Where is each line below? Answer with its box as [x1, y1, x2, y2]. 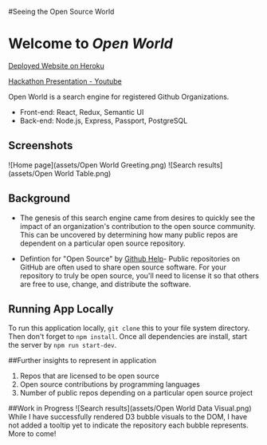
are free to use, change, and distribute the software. [19, 279, 191, 289]
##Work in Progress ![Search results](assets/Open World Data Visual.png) [8, 404, 252, 413]
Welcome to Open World [8, 35, 173, 53]
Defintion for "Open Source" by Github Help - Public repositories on [19, 254, 241, 263]
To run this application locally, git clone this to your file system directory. [8, 323, 250, 333]
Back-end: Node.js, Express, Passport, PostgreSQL [19, 116, 188, 125]
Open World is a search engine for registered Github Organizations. [8, 92, 230, 101]
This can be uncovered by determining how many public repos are [19, 230, 238, 239]
